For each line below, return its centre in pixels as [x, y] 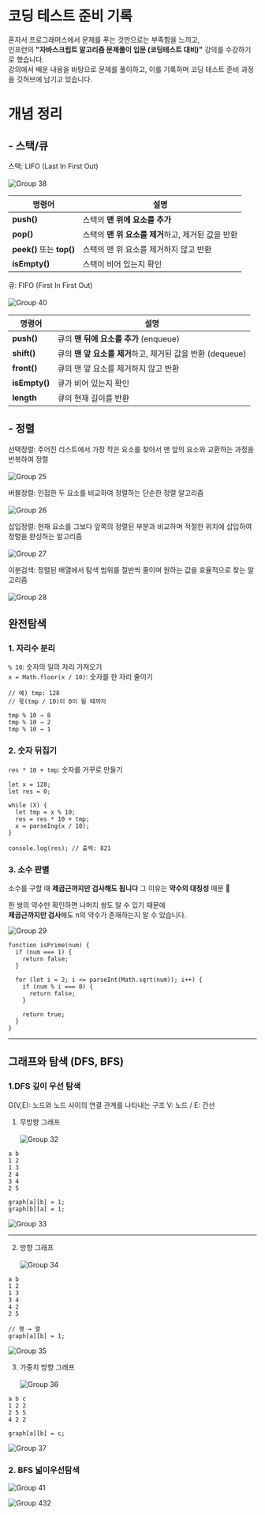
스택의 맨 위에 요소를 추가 [127, 220]
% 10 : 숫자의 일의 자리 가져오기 [55, 667]
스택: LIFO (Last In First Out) [53, 166]
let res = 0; [30, 792]
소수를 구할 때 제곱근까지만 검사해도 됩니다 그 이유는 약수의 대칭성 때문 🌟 [119, 888]
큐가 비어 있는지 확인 [94, 383]
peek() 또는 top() [44, 249]
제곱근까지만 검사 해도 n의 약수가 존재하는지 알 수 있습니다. [97, 915]
